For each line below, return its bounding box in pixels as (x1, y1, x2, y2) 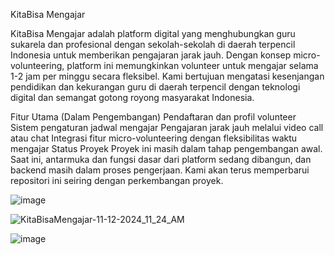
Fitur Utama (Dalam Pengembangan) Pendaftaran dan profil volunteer (10, 111, 297, 123)
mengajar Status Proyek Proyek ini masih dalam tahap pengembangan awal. (10, 143, 323, 154)
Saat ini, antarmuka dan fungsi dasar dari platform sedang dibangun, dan (10, 154, 312, 165)
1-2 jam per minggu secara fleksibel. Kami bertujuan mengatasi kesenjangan (10, 70, 325, 82)
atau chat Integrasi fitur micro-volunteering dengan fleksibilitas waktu (10, 132, 298, 144)
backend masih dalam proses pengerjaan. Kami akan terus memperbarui (10, 164, 310, 176)
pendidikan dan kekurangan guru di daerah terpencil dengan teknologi (10, 81, 301, 93)
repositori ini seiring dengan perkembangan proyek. (10, 175, 224, 186)
